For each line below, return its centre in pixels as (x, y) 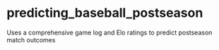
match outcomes (31, 39)
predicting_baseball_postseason (105, 13)
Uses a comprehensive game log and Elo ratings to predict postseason (109, 32)
